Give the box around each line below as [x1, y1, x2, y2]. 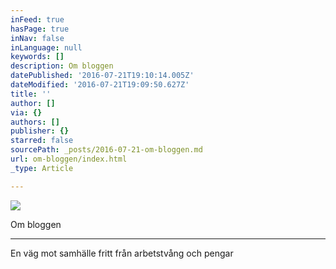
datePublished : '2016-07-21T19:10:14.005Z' [10, 71, 195, 81]
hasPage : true [10, 24, 70, 34]
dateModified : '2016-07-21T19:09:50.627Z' [10, 80, 190, 90]
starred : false [10, 136, 74, 146]
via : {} [10, 107, 43, 118]
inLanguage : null [10, 42, 83, 53]
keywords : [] [10, 52, 65, 62]
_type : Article [10, 163, 74, 173]
